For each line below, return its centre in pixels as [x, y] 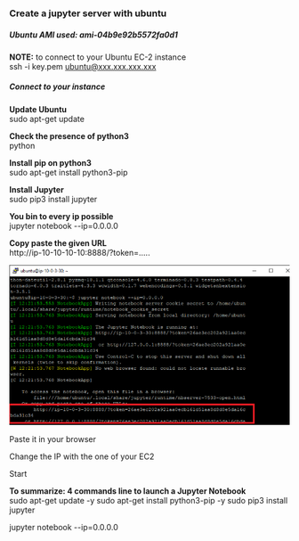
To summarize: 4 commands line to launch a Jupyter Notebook [128, 491]
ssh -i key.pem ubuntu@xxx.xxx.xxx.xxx [83, 66]
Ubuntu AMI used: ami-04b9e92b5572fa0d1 [93, 35]
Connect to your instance [57, 86]
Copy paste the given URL [58, 242]
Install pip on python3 [50, 162]
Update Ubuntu [38, 109]
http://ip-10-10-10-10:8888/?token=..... [80, 252]
